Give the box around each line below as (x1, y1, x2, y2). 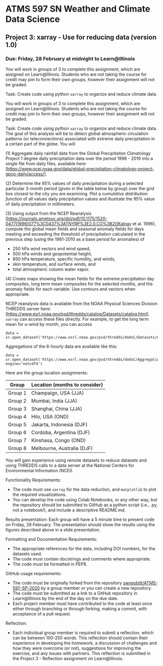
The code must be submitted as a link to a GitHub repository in (12, 590, 137, 596)
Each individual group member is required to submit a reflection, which (12, 630, 154, 635)
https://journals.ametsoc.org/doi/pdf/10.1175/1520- (7, 215, 108, 222)
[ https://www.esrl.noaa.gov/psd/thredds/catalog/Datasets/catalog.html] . (5, 311, 150, 317)
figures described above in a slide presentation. (5, 527, 101, 532)
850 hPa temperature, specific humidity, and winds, (12, 256, 116, 262)
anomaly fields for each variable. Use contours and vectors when (5, 286, 136, 292)
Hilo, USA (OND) (31, 413, 69, 420)
